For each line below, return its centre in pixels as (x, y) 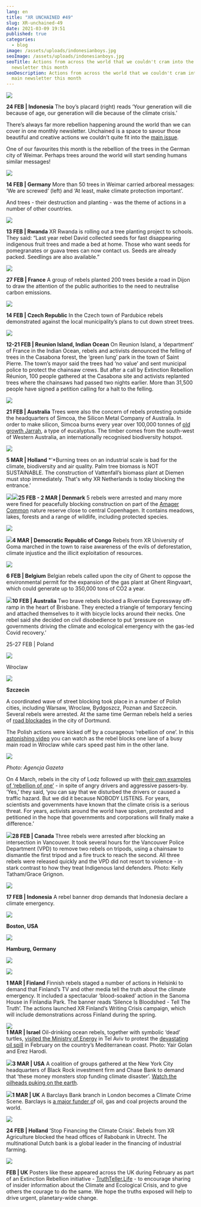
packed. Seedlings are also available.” (53, 257)
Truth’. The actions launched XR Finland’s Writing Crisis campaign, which (96, 1008)
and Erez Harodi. (27, 1051)
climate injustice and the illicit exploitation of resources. (75, 553)
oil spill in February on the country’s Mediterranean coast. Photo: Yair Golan (99, 1045)
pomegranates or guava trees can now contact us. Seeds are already (91, 251)
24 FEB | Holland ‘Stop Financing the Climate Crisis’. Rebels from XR (90, 1130)
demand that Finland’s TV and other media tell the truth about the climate (96, 989)
